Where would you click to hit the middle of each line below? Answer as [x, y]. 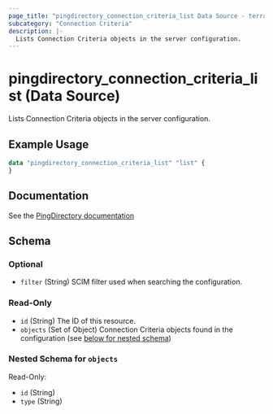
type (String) [41, 401]
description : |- [36, 31]
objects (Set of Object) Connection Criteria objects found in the [126, 329]
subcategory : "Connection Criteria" [70, 24]
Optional [26, 264]
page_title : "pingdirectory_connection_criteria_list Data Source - [127, 16]
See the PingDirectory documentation [71, 216]
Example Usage [49, 144]
